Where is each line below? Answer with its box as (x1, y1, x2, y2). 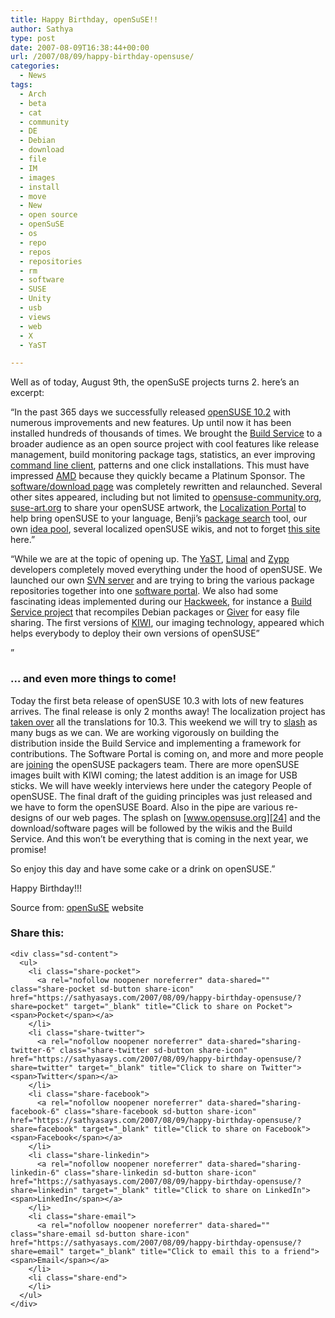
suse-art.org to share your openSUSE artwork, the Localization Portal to (10, 502, 307, 514)
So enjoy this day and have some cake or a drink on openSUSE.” (10, 862, 276, 875)
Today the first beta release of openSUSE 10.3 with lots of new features (10, 694, 305, 706)
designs (10, 811, 43, 823)
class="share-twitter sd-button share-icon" (59, 1045, 248, 1055)
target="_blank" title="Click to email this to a (68, 1246, 280, 1256)
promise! (10, 843, 47, 855)
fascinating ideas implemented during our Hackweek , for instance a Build (10, 596, 312, 608)
